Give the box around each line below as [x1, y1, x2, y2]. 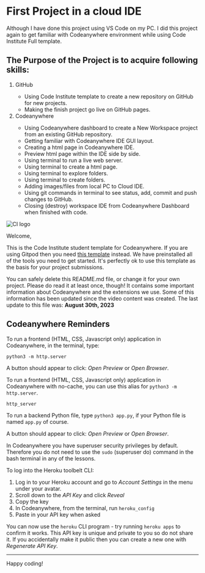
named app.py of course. [6, 418, 69, 425]
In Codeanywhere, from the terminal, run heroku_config [15, 504, 154, 511]
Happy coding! [6, 560, 44, 567]
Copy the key [15, 498, 49, 505]
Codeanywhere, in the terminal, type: [6, 341, 99, 349]
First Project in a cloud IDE [6, 4, 142, 18]
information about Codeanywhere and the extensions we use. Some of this [6, 288, 194, 296]
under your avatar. [15, 484, 62, 492]
